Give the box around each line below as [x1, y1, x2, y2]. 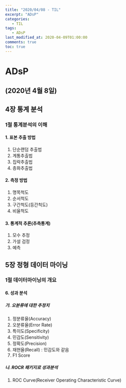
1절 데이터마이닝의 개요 [5, 277, 57, 284]
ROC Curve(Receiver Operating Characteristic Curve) [12, 377, 122, 383]
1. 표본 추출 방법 [5, 135, 36, 141]
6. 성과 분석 [5, 290, 28, 296]
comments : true [5, 40, 37, 45]
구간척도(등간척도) [12, 202, 48, 208]
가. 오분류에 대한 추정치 [5, 302, 50, 308]
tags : [5, 26, 16, 31]
